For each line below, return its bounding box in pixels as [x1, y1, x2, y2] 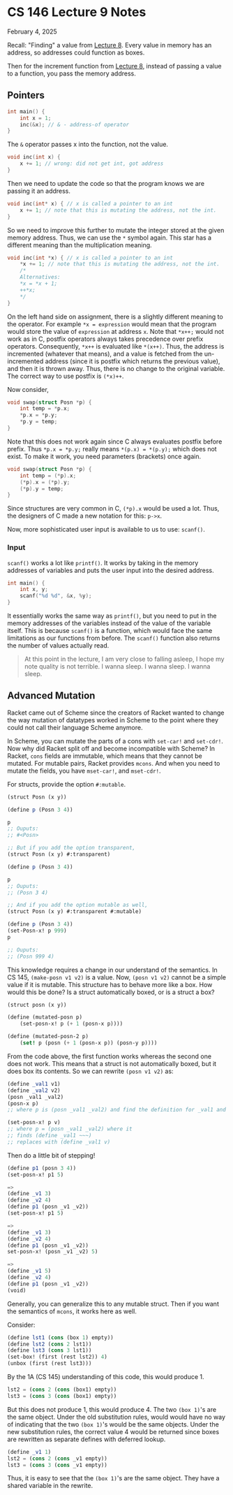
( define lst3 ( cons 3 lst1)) [7, 1347, 92, 1354]
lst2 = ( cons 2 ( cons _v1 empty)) [7, 1454, 108, 1462]
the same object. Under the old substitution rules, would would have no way [7, 1413, 225, 1421]
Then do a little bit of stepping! [7, 1151, 96, 1160]
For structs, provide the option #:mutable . [7, 780, 126, 788]
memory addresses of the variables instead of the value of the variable [7, 619, 211, 627]
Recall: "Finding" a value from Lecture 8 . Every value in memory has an [7, 41, 212, 49]
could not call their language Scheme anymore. [7, 723, 143, 731]
